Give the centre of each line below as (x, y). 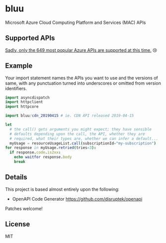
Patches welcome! (24, 208)
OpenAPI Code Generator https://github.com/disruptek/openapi (77, 199)
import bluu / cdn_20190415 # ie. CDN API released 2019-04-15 (70, 116)
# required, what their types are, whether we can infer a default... (84, 138)
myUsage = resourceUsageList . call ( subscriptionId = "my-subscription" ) (83, 143)
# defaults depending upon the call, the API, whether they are (77, 134)
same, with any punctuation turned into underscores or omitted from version (83, 83)
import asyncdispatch (28, 98)
